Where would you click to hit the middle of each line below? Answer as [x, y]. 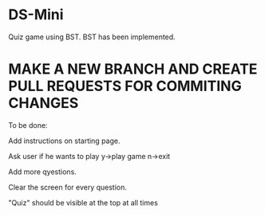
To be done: [28, 125]
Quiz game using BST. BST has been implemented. [92, 37]
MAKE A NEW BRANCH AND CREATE [133, 69]
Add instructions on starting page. [64, 141]
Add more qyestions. [43, 171]
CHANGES [44, 104]
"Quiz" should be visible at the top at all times [83, 202]
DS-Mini [36, 15]
